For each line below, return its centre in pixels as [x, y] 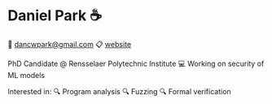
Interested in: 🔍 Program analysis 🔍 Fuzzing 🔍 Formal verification [119, 91]
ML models [26, 75]
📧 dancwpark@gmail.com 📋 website [70, 44]
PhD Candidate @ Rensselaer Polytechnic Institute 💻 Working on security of [136, 63]
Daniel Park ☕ [55, 16]
